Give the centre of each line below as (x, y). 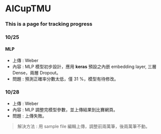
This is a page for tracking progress (49, 24)
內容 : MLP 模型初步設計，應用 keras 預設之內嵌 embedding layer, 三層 (84, 67)
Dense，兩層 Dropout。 (36, 73)
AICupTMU (28, 9)
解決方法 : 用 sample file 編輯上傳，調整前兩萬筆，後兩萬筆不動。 (83, 126)
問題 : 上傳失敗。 (29, 116)
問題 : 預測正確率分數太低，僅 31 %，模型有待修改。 (65, 79)
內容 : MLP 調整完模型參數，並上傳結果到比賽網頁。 (65, 109)
